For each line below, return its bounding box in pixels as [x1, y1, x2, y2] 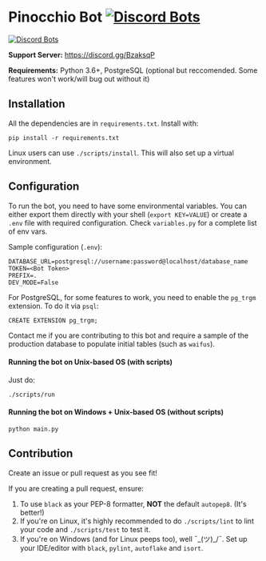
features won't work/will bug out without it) [8, 74, 150, 83]
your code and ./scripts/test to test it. [19, 524, 151, 534]
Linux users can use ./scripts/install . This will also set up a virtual [8, 148, 234, 158]
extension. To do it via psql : [8, 301, 99, 311]
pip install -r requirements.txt [8, 134, 120, 142]
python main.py [8, 425, 59, 433]
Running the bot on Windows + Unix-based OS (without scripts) [8, 407, 224, 417]
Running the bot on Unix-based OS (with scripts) [8, 357, 173, 367]
